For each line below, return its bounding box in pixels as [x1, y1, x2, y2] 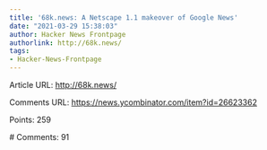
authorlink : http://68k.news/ [9, 38, 123, 48]
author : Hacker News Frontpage [9, 30, 126, 39]
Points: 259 [9, 114, 52, 125]
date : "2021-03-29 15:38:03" [9, 22, 118, 31]
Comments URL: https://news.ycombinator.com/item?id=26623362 [9, 97, 258, 108]
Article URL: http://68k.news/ [9, 80, 117, 90]
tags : [9, 47, 30, 56]
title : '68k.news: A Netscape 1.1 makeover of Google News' [9, 13, 239, 22]
